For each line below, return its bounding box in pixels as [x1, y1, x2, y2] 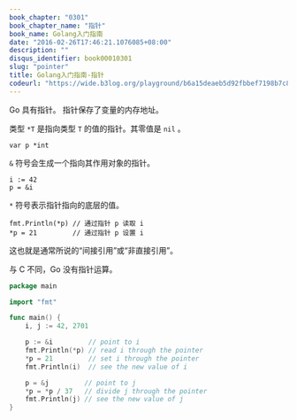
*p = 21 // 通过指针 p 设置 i [9, 228, 144, 237]
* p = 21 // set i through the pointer [25, 354, 200, 363]
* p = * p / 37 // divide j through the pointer [25, 386, 208, 395]
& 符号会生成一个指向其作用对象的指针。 [9, 157, 156, 168]
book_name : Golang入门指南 [9, 29, 103, 38]
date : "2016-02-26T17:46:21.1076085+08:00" [9, 37, 172, 47]
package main [9, 281, 57, 291]
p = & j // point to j [25, 378, 137, 387]
